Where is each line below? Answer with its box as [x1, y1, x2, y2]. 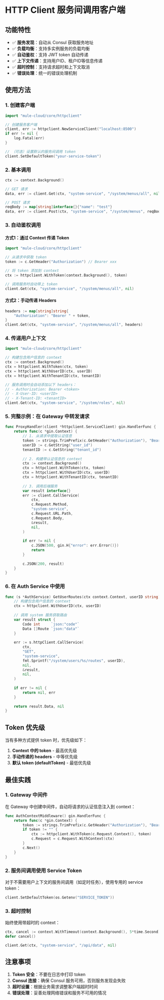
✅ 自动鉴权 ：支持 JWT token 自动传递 [12, 52, 89, 57]
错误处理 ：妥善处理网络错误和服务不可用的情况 [12, 990, 106, 996]
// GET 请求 [5, 186, 28, 191]
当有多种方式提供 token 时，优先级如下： [5, 737, 87, 743]
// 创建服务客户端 [5, 122, 38, 127]
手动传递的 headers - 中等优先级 [12, 754, 78, 760]
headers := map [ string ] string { [5, 309, 69, 314]
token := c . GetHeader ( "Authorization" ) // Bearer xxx [5, 260, 117, 264]
